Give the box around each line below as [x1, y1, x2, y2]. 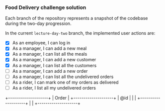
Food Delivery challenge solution [5, 4, 86, 11]
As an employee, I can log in [12, 40, 71, 46]
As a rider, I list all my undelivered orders [12, 85, 96, 91]
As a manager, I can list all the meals [12, 51, 87, 57]
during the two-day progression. [5, 20, 72, 26]
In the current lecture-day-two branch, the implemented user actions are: [5, 30, 156, 36]
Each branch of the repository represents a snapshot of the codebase [5, 15, 148, 21]
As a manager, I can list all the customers [12, 62, 97, 68]
